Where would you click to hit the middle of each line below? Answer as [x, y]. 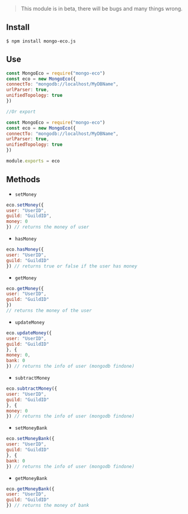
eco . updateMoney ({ [29, 333]
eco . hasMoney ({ [25, 250]
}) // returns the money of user [48, 227]
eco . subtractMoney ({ [32, 389]
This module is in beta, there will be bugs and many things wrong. [102, 9]
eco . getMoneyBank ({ [30, 489]
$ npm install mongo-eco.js [41, 41]
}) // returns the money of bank [48, 506]
